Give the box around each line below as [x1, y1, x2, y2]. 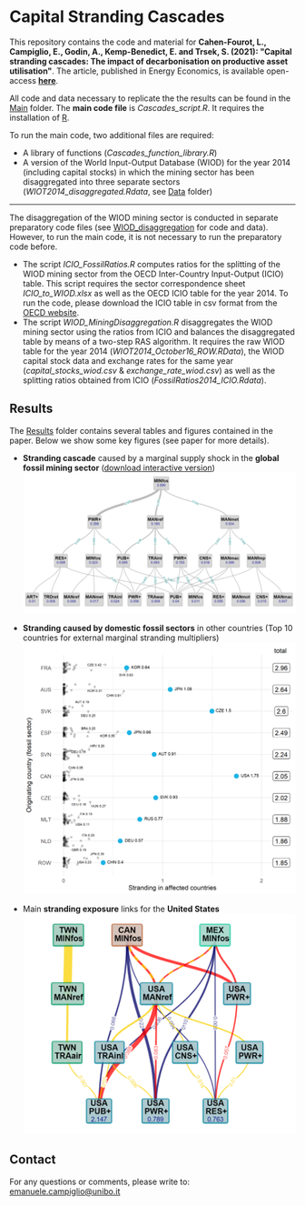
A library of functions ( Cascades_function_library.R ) [22, 147, 218, 158]
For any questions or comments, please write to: [9, 1176, 191, 1187]
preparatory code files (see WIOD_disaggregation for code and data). [9, 221, 269, 233]
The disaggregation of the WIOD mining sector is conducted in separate [9, 212, 279, 223]
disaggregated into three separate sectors [22, 176, 181, 187]
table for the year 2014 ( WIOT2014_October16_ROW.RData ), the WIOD [22, 346, 285, 357]
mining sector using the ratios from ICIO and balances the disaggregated [22, 326, 295, 337]
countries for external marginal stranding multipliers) [22, 632, 220, 643]
